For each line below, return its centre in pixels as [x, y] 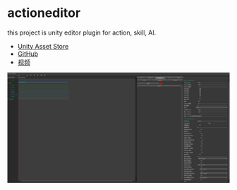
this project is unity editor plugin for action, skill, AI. [82, 32]
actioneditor [44, 13]
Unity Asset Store [43, 46]
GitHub [28, 54]
